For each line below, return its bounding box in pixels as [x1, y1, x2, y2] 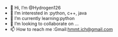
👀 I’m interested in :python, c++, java [10, 10, 87, 16]
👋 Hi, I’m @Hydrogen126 [10, 5, 61, 10]
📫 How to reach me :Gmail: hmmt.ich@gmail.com [10, 26, 113, 32]
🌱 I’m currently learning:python [10, 15, 75, 21]
